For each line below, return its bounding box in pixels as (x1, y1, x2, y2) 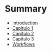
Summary (5, 3, 47, 15)
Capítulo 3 (12, 36, 34, 42)
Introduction (12, 20, 38, 26)
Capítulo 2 (12, 30, 34, 36)
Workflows (12, 41, 35, 47)
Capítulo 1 (12, 25, 34, 31)
